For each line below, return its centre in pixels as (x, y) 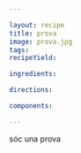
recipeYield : (33, 58)
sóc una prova (35, 139)
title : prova (33, 33)
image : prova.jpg (41, 42)
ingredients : (33, 74)
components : (31, 106)
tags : (19, 50)
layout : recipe (37, 25)
